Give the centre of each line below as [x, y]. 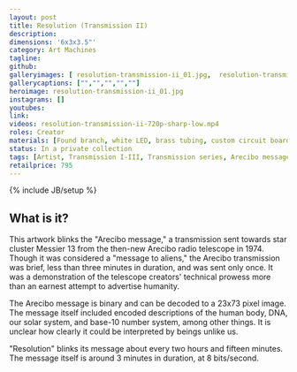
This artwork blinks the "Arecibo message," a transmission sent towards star [148, 239]
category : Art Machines [53, 50]
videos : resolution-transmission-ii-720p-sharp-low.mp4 [114, 125]
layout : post [33, 17]
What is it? [39, 218]
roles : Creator [37, 133]
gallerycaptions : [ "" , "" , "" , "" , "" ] [75, 83]
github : [23, 67]
